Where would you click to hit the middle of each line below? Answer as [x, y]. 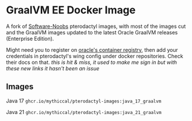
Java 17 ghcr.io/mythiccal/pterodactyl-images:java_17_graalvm [84, 101]
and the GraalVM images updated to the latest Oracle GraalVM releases [92, 32]
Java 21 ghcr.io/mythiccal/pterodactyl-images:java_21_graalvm [84, 112]
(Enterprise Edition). [30, 38]
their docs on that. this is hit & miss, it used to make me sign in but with [92, 62]
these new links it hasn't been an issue [53, 68]
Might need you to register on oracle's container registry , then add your [92, 49]
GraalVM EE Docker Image [71, 10]
